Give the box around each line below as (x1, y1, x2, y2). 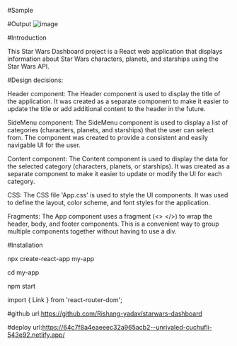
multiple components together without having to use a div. (7, 227, 177, 236)
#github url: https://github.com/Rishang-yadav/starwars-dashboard (7, 309, 203, 318)
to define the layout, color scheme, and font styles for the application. (7, 198, 211, 207)
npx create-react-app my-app (7, 255, 95, 263)
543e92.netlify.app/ (7, 330, 65, 339)
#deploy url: (7, 323, 42, 331)
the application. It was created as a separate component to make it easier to (7, 97, 229, 105)
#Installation (7, 241, 44, 249)
